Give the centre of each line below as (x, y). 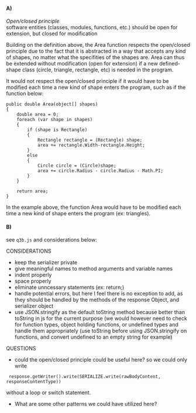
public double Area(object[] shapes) (52, 104)
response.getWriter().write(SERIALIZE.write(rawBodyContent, (85, 377)
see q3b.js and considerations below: (52, 240)
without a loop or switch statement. (49, 393)
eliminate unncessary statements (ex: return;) (69, 287)
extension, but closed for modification (52, 34)
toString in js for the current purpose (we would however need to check (101, 318)
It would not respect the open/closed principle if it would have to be (87, 81)
